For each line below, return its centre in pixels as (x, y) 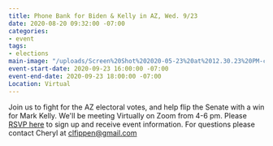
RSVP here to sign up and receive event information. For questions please (132, 124)
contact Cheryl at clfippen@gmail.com (73, 133)
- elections (28, 54)
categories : (28, 31)
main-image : (28, 62)
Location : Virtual (39, 84)
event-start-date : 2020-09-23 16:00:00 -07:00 (89, 69)
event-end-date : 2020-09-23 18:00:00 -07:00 (85, 76)
